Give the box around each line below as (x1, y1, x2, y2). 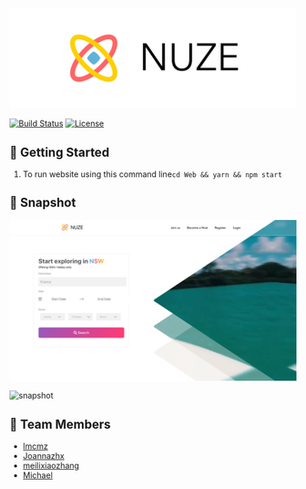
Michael (22, 470, 53, 481)
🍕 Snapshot (9, 195, 76, 211)
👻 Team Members (9, 416, 111, 432)
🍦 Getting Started (9, 144, 110, 160)
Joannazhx (22, 451, 66, 462)
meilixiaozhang (22, 460, 80, 472)
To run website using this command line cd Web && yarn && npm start (22, 168, 282, 180)
